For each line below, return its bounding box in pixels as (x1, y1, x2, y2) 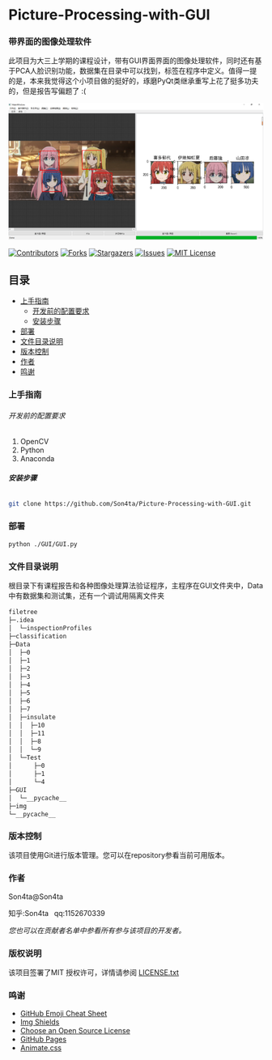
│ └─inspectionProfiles (8, 625, 92, 633)
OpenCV (19, 436, 49, 446)
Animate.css (19, 1043, 62, 1053)
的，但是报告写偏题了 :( (8, 87, 87, 96)
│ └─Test (8, 754, 42, 762)
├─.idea (8, 617, 35, 625)
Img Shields (19, 1017, 60, 1027)
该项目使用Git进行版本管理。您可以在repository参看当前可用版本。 (8, 850, 229, 860)
